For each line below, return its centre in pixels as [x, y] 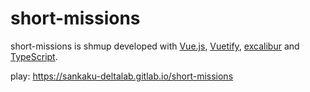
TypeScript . [34, 56]
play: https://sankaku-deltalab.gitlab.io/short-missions [122, 76]
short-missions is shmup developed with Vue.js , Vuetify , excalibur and [155, 46]
